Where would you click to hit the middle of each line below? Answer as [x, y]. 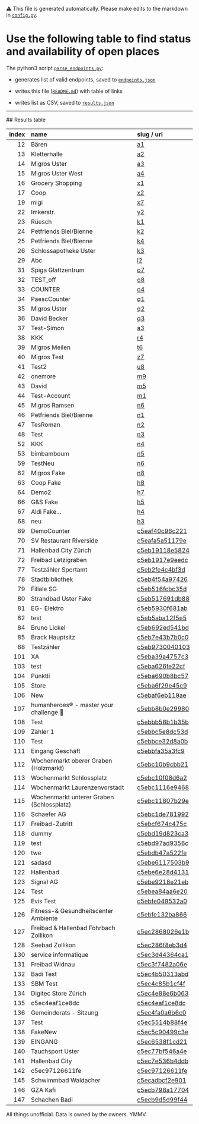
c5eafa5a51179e [162, 541]
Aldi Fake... [46, 511]
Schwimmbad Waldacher [65, 1080]
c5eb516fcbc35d [162, 589]
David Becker [49, 318]
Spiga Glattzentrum [57, 270]
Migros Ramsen [52, 405]
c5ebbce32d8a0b [163, 741]
